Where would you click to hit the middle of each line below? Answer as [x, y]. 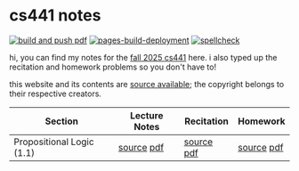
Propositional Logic [54, 142]
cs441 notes [55, 16]
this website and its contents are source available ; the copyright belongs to [147, 84]
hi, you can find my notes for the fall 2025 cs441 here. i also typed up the [143, 57]
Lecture [147, 115]
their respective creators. [56, 94]
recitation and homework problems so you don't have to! [113, 67]
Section [61, 121]
